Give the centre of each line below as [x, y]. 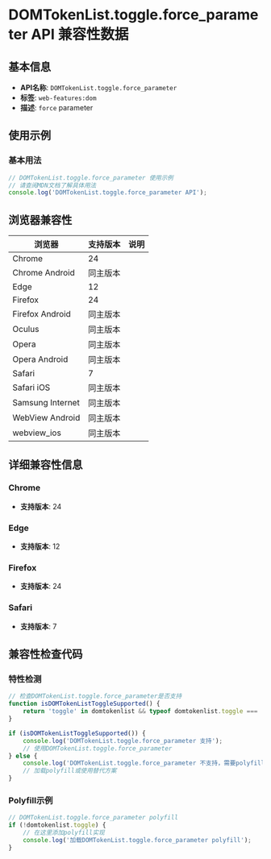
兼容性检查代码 [46, 654]
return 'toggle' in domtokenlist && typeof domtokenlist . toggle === [140, 712]
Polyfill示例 [31, 800]
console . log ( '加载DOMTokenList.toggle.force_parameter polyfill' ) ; [138, 840]
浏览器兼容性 [40, 220]
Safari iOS [31, 388]
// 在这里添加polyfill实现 [64, 833]
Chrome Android [44, 273]
